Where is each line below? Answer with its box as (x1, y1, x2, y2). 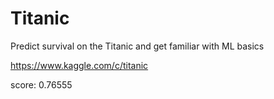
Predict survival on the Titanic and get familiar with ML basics (10, 40, 265, 52)
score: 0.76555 (10, 78, 73, 91)
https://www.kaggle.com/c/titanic (10, 59, 149, 71)
